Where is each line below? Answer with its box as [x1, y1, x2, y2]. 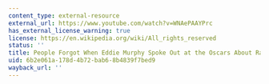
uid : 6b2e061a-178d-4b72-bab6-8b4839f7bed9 [8, 57, 156, 65]
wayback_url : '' [8, 64, 62, 72]
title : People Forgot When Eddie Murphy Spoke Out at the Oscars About [8, 49, 252, 57]
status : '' [8, 42, 45, 50]
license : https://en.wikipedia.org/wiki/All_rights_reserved [8, 34, 217, 42]
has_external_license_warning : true [8, 26, 130, 34]
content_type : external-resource [8, 11, 120, 20]
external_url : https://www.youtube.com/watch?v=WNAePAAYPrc [8, 19, 214, 27]
